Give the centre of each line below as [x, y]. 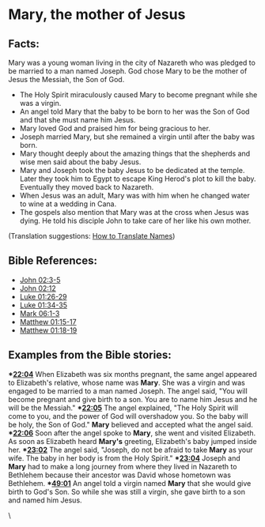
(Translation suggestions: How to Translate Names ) [92, 236]
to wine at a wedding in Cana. [68, 204]
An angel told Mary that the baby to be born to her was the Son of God [134, 111]
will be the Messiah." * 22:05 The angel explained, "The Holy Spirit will [123, 408]
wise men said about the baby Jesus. [80, 162]
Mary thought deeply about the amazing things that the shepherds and [135, 153]
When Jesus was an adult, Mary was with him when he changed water [135, 196]
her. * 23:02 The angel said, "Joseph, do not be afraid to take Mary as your [131, 450]
